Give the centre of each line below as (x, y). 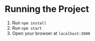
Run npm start (27, 28)
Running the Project (47, 9)
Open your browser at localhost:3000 (51, 33)
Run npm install (29, 23)
